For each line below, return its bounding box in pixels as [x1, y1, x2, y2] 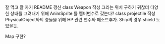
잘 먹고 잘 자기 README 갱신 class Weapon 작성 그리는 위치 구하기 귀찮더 [5, 4, 150, 10]
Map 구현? [5, 34, 26, 39]
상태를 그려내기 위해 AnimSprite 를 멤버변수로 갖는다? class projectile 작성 [10, 10, 156, 16]
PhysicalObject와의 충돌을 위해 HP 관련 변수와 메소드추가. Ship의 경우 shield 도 [5, 17, 161, 22]
